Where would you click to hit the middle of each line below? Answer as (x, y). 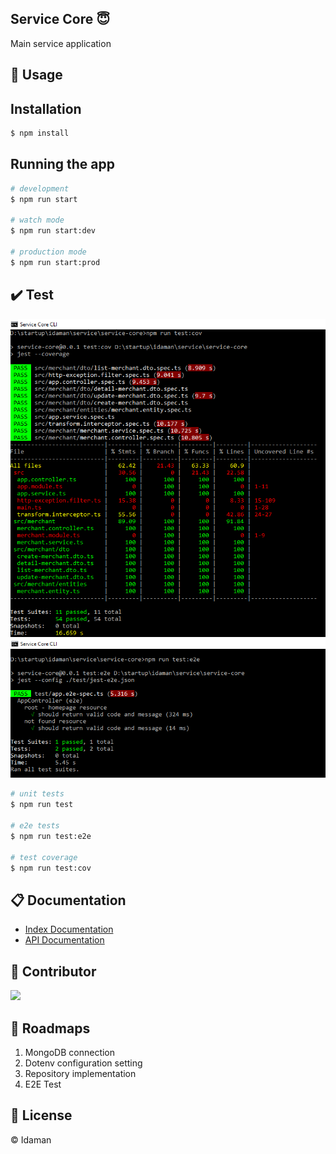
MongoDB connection (70, 1052)
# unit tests (37, 794)
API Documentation (64, 940)
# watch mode (37, 220)
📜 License (41, 1115)
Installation (46, 108)
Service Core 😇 (60, 19)
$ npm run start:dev (53, 231)
